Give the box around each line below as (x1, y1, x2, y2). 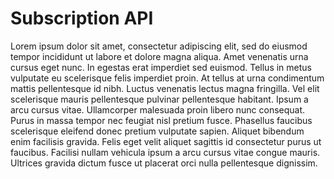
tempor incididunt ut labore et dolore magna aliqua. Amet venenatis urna (10, 50, 309, 62)
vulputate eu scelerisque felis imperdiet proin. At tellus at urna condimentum (10, 72, 325, 84)
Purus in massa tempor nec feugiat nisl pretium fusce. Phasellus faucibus (10, 114, 313, 126)
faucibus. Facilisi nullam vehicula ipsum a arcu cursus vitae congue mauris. (10, 146, 321, 158)
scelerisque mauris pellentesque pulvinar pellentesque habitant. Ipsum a (10, 93, 309, 105)
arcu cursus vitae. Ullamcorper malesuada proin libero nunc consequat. (10, 103, 306, 116)
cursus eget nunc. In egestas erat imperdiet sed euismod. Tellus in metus (10, 61, 312, 73)
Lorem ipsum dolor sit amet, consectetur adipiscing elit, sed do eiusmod (10, 40, 308, 52)
